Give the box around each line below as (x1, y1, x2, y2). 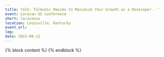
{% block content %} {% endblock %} (5, 47, 82, 53)
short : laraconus (5, 16, 41, 21)
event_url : (5, 25, 27, 30)
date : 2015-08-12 (5, 34, 41, 39)
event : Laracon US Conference (5, 12, 67, 16)
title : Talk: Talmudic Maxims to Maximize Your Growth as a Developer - (5, 7, 156, 12)
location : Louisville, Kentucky (5, 20, 71, 26)
